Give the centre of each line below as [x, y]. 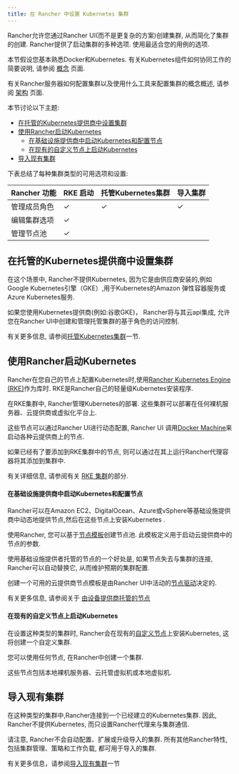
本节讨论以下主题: [34, 107]
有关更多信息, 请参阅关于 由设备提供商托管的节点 [79, 598]
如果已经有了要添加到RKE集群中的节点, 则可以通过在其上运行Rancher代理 [115, 452]
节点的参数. [24, 544]
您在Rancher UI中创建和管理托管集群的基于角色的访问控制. [93, 321]
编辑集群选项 [33, 220]
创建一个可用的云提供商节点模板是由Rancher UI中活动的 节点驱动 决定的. [112, 583]
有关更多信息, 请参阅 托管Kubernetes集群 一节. [74, 337]
